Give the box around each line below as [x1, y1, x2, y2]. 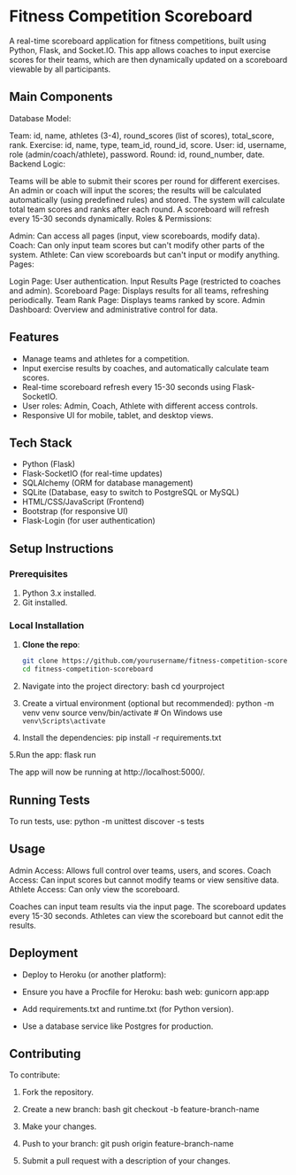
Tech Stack [9, 435, 72, 450]
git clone [21, 657, 59, 665]
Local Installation [9, 619, 85, 631]
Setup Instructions [9, 541, 114, 556]
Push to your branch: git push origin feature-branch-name [21, 1139, 234, 1149]
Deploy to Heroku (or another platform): [21, 969, 167, 980]
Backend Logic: [9, 158, 66, 169]
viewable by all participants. [9, 64, 111, 74]
